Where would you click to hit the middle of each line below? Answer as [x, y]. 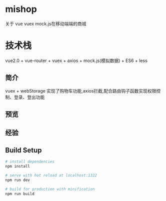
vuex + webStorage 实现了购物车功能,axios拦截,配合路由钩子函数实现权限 [81, 90]
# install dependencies [30, 162]
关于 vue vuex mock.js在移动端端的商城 [46, 23]
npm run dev [17, 180]
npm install [17, 166]
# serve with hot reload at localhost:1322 [51, 175]
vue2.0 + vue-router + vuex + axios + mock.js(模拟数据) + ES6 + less [76, 60]
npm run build [20, 193]
